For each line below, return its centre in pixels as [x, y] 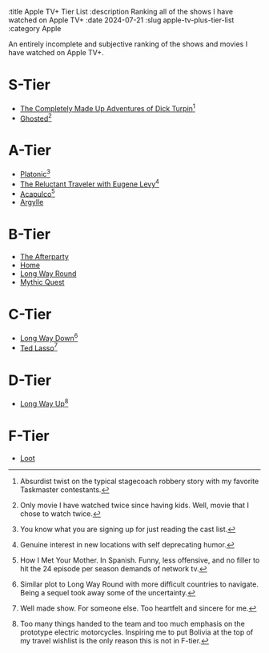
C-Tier [30, 314]
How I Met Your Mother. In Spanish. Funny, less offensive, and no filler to [140, 560]
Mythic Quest [42, 282]
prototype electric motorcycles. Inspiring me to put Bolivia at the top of [137, 632]
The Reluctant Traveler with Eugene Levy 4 [90, 183]
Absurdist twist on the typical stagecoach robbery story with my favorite [139, 481]
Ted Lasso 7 [38, 347]
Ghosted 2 [36, 118]
